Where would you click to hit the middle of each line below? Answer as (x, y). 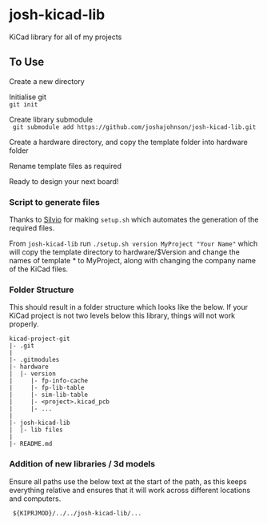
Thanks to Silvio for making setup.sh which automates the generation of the (134, 220)
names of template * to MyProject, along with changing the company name (133, 261)
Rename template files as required (66, 166)
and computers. (35, 499)
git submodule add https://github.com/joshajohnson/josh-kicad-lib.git (134, 127)
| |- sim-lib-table (49, 395)
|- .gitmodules (34, 360)
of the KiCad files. (39, 269)
